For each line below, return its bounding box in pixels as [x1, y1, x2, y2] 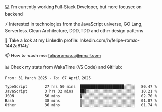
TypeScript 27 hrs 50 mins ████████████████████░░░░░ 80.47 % [5, 84, 157, 89]
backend [5, 11, 23, 17]
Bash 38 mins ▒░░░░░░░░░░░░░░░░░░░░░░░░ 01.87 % [5, 98, 157, 103]
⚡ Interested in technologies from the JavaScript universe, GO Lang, [5, 21, 143, 27]
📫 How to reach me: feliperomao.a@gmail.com [5, 53, 101, 58]
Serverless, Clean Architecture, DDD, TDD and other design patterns [5, 28, 144, 33]
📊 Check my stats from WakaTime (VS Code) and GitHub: [5, 64, 123, 70]
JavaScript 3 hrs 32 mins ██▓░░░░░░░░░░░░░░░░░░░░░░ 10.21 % [5, 89, 157, 94]
